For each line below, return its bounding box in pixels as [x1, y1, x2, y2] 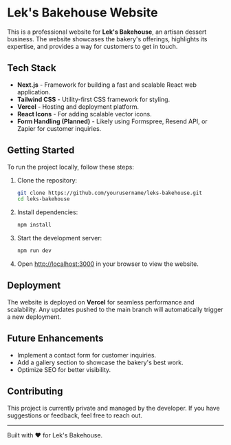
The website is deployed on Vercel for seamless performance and [7, 298, 195, 306]
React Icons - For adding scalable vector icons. [16, 110, 153, 118]
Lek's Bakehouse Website [7, 5, 158, 21]
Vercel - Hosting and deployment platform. [16, 102, 140, 111]
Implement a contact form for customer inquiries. [16, 351, 157, 359]
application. [16, 87, 51, 96]
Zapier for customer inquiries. [16, 124, 102, 132]
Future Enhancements [7, 333, 104, 344]
